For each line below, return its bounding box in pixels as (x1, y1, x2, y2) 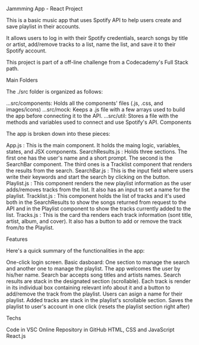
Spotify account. (6, 47, 47, 54)
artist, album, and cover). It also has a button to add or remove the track (6, 217, 182, 225)
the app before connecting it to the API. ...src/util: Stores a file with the (6, 113, 178, 119)
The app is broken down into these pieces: (6, 130, 110, 137)
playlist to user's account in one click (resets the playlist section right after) (6, 303, 190, 310)
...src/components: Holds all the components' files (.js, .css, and (6, 100, 163, 107)
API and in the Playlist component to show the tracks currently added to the (6, 205, 191, 212)
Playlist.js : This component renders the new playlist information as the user (6, 180, 192, 187)
